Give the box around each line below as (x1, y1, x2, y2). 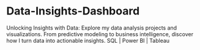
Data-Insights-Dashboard (6, 4, 140, 18)
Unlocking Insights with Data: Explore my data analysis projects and (6, 24, 177, 31)
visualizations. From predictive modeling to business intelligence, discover (6, 30, 194, 37)
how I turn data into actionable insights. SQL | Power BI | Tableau (6, 37, 170, 44)
